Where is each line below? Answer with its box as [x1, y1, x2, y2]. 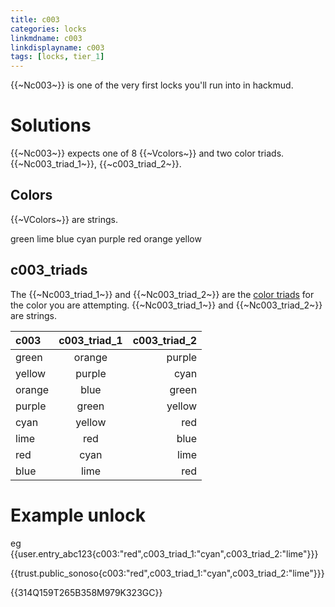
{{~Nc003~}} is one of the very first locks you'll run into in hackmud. [10, 79, 294, 91]
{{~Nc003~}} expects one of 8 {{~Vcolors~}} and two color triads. [10, 147, 285, 160]
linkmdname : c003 [10, 33, 83, 43]
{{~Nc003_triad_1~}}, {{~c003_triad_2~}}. [10, 158, 182, 170]
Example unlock [10, 504, 146, 526]
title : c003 [10, 14, 60, 25]
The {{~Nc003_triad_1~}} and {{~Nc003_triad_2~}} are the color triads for [10, 288, 315, 300]
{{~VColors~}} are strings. [10, 213, 118, 225]
